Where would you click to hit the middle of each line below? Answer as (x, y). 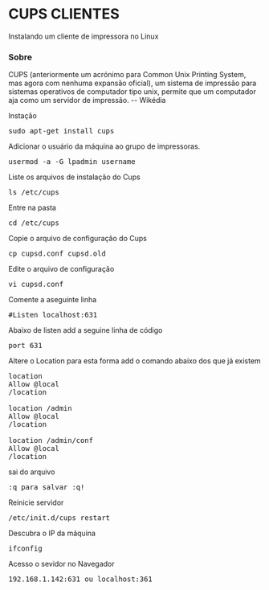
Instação (23, 116)
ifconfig (25, 549)
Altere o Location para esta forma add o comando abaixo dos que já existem (134, 361)
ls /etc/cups (34, 193)
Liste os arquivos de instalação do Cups (74, 177)
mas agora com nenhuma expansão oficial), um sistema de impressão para (132, 83)
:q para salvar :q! (47, 488)
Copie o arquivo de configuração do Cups (77, 239)
